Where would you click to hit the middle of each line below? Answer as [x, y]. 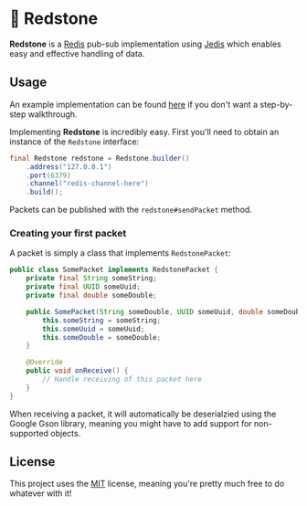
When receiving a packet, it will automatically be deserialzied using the [143, 414]
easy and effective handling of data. [77, 53]
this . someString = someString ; [102, 320]
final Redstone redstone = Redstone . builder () [100, 158]
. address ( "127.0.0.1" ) [69, 167]
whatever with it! [41, 493]
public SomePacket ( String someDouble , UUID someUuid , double [144, 311]
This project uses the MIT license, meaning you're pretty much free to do [147, 484]
